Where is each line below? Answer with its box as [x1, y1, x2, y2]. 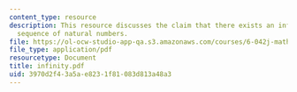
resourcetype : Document [9, 53, 97, 62]
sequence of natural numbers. [17, 29, 128, 38]
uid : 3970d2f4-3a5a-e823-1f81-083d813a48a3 [9, 70, 172, 79]
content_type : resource [9, 12, 97, 22]
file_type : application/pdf [9, 46, 113, 54]
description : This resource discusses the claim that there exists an [9, 21, 275, 30]
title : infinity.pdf [9, 62, 86, 71]
